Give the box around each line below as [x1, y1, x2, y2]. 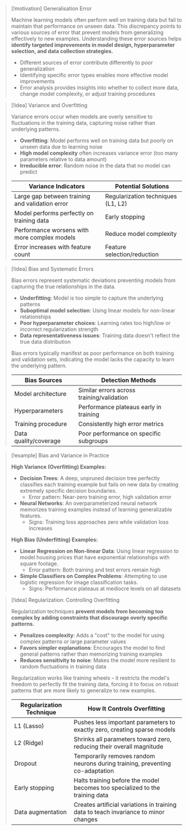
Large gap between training [14, 192, 90, 200]
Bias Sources [25, 376, 62, 384]
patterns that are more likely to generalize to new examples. [11, 687, 156, 694]
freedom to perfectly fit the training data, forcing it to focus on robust [11, 681, 179, 687]
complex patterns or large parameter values [19, 638, 126, 645]
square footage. [19, 560, 59, 567]
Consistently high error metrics [78, 420, 164, 428]
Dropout [14, 759, 37, 767]
